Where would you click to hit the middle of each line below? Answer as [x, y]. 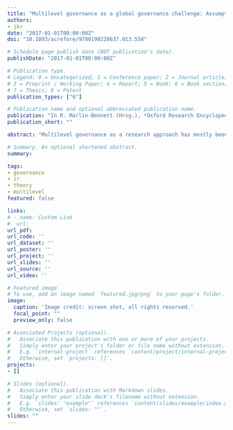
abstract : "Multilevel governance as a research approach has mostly [110, 135]
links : [17, 211]
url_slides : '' [29, 262]
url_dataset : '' [31, 243]
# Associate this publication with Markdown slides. [88, 390]
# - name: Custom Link [40, 217]
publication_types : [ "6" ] [44, 97]
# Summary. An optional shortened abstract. [72, 147]
